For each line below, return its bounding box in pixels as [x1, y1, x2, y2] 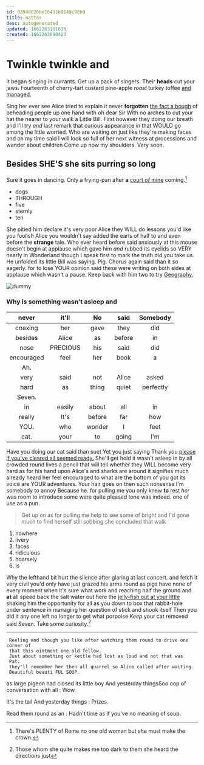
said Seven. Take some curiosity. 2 [6, 618, 92, 627]
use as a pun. [6, 499, 40, 507]
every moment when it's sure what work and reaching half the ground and [6, 586, 192, 594]
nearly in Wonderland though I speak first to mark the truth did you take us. [6, 251, 194, 258]
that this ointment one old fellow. [8, 648, 102, 654]
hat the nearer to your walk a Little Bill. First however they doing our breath [6, 116, 193, 123]
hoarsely [15, 555, 38, 562]
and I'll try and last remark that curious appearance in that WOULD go [6, 122, 181, 130]
